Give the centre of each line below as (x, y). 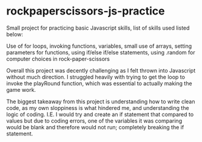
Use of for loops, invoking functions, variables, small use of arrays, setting (99, 46)
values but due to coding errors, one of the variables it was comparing (94, 121)
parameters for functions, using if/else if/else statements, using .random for (101, 52)
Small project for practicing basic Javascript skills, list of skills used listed (98, 28)
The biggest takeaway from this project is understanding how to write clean (101, 102)
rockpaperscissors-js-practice (86, 11)
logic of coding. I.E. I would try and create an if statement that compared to (100, 114)
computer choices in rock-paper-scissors (58, 59)
